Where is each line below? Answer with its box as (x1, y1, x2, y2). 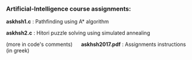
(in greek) (6, 47, 30, 54)
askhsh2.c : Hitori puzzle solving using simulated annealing (6, 29, 150, 36)
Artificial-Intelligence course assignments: (6, 5, 131, 13)
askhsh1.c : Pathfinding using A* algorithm (6, 18, 109, 25)
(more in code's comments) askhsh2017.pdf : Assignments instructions (6, 41, 186, 48)
